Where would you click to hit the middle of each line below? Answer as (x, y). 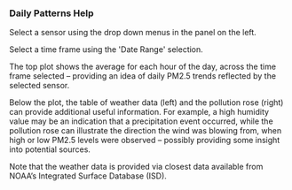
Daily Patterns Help (52, 13)
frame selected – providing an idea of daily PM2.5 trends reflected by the (143, 76)
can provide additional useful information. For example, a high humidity (139, 112)
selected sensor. (39, 86)
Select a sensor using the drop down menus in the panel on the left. (133, 33)
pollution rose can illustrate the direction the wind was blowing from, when (146, 131)
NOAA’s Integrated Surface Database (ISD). (88, 176)
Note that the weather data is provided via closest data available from (136, 167)
